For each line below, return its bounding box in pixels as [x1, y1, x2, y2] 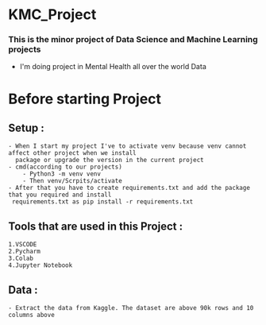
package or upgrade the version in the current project [15, 157, 204, 164]
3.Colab [8, 254, 34, 263]
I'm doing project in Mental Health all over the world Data [19, 62, 206, 72]
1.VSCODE [8, 241, 37, 249]
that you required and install [8, 191, 112, 199]
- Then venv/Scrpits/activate [22, 177, 123, 185]
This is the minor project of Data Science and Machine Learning [8, 34, 258, 45]
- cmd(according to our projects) [8, 163, 123, 172]
